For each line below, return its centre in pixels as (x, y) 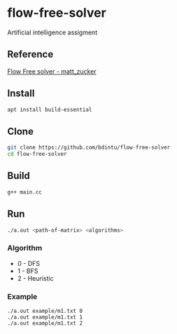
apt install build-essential (50, 109)
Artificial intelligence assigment (52, 32)
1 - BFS (28, 271)
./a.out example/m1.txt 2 (45, 323)
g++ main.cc (24, 192)
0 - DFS (29, 263)
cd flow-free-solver (37, 154)
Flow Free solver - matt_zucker (52, 71)
